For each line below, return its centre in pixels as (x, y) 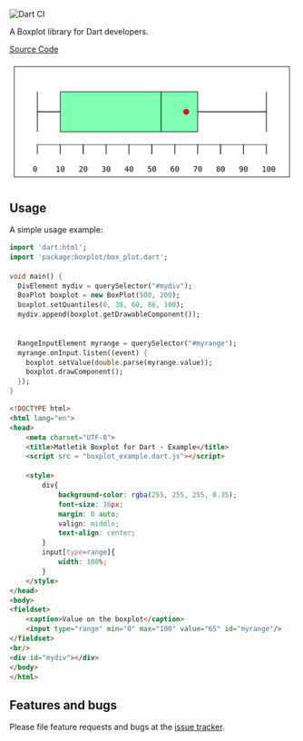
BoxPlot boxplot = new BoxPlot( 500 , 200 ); (99, 295)
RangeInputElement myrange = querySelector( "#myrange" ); (127, 343)
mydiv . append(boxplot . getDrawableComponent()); (109, 315)
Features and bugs (64, 705)
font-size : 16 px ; (91, 504)
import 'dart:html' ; (49, 248)
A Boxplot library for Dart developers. (79, 31)
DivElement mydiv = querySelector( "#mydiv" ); (105, 286)
